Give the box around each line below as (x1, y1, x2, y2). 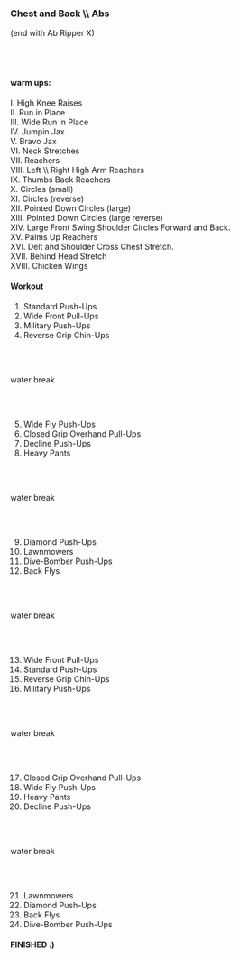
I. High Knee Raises (10, 97, 83, 108)
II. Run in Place (10, 106, 66, 117)
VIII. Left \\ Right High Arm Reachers (10, 164, 145, 175)
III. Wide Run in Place (10, 116, 89, 127)
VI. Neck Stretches (10, 145, 80, 156)
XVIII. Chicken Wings (10, 260, 88, 271)
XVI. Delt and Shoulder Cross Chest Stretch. (10, 241, 174, 252)
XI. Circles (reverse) (10, 193, 85, 204)
